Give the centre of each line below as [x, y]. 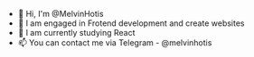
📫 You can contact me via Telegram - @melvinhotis [115, 43]
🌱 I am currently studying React [76, 33]
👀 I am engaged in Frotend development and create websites [131, 23]
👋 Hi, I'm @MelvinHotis [61, 14]
